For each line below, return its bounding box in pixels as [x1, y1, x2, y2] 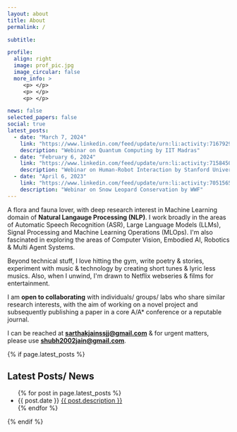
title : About [7, 17, 46, 24]
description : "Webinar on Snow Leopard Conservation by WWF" [20, 186, 203, 193]
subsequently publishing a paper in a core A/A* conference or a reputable [7, 307, 222, 316]
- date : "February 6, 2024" [13, 153, 97, 161]
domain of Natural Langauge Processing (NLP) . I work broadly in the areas [7, 213, 226, 221]
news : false [7, 107, 42, 115]
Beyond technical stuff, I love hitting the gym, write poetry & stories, [7, 257, 205, 265]
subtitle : [7, 36, 37, 43]
